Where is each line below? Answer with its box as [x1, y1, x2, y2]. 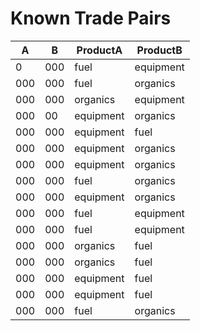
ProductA [76, 43, 123, 57]
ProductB [136, 43, 183, 57]
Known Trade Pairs [10, 7, 172, 30]
